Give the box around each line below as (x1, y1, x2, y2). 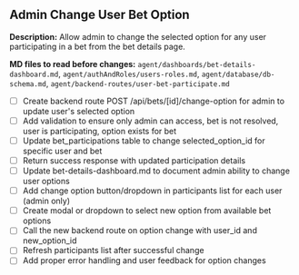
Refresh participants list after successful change (22, 245, 204, 256)
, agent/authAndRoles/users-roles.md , (57, 68, 200, 79)
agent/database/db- (201, 70, 275, 79)
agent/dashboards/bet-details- (137, 60, 256, 69)
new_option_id (22, 235, 77, 246)
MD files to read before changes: (9, 58, 136, 69)
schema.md (9, 79, 47, 89)
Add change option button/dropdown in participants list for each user (22, 185, 283, 196)
